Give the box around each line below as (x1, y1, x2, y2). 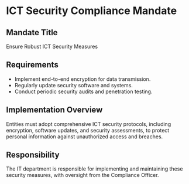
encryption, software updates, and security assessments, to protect (6, 127, 170, 134)
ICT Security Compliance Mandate (6, 4, 177, 18)
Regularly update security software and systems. (14, 81, 133, 88)
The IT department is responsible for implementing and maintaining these (6, 165, 183, 172)
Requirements (6, 60, 59, 70)
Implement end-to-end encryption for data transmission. (14, 75, 151, 83)
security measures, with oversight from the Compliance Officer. (6, 172, 159, 179)
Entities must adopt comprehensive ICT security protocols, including (6, 120, 171, 127)
